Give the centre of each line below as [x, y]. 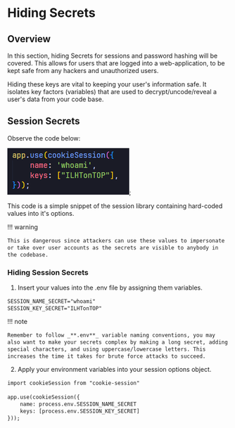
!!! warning [23, 227]
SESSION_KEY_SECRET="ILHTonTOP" [55, 309]
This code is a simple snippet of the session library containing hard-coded [115, 206]
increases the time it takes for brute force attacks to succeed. [107, 356]
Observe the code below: [44, 138]
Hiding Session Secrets [48, 272]
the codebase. [28, 254]
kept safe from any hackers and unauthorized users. [83, 71]
